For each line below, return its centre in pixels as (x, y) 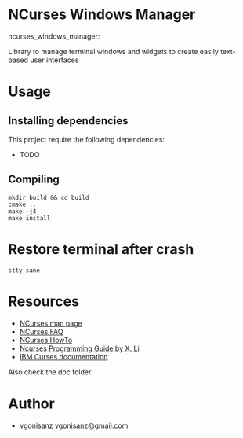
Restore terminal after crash (101, 249)
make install (29, 218)
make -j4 (22, 211)
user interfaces (54, 60)
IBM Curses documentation (63, 356)
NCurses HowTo (46, 340)
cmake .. (22, 204)
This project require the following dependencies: (87, 139)
